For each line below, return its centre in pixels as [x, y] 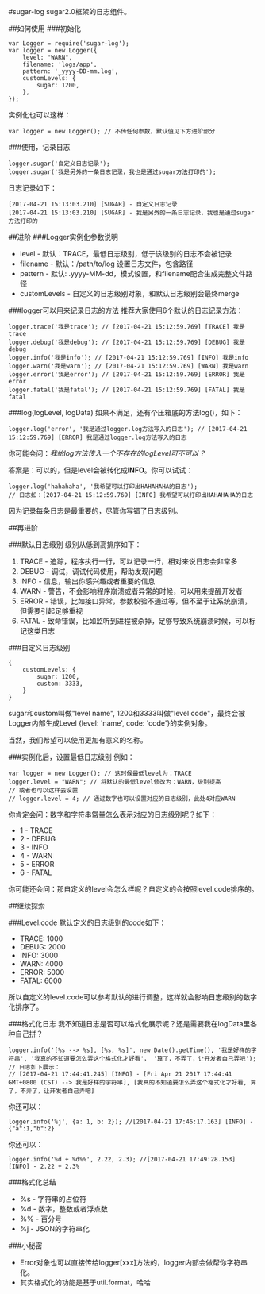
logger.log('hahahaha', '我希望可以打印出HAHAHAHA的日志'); [103, 487]
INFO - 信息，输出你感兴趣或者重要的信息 [87, 581]
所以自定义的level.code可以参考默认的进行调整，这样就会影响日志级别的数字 [133, 997]
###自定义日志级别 [39, 648]
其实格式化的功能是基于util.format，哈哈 [85, 1282]
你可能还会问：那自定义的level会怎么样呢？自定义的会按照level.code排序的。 [134, 889]
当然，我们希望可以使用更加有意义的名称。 [78, 740]
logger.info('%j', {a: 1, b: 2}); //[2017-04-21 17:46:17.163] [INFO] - [131, 1122]
